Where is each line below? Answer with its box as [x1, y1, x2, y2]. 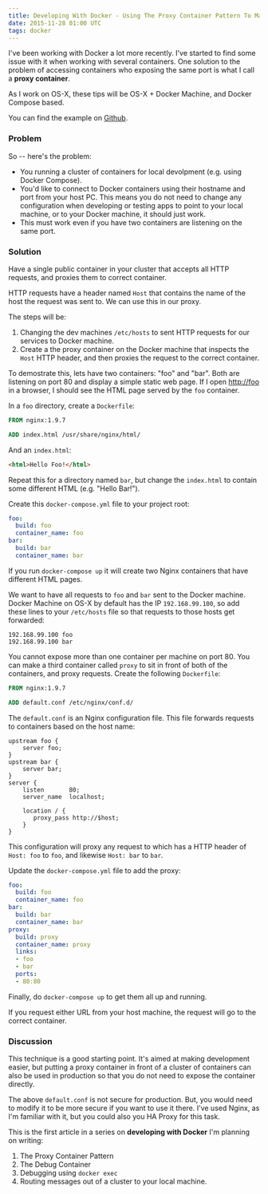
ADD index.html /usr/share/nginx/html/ [8, 430, 141, 439]
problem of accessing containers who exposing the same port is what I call [8, 65, 255, 75]
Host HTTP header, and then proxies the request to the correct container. [19, 353, 260, 362]
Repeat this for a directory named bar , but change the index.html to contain [8, 475, 258, 484]
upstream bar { [8, 757, 59, 766]
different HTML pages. [8, 574, 83, 583]
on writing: [8, 1136, 44, 1145]
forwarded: [8, 615, 45, 625]
